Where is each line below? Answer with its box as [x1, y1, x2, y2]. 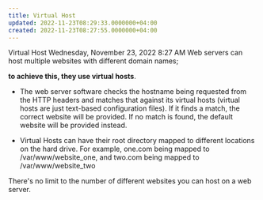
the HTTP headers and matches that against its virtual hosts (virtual [19, 96, 240, 105]
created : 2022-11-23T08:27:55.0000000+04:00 [8, 26, 158, 34]
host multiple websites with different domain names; [8, 56, 179, 66]
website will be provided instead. [19, 120, 128, 130]
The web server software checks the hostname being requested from [19, 87, 247, 96]
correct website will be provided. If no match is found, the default [19, 112, 234, 122]
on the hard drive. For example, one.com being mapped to [19, 144, 210, 154]
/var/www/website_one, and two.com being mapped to [19, 153, 200, 162]
